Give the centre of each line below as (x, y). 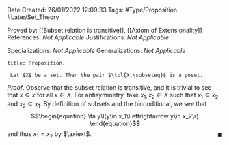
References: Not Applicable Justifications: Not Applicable (88, 37)
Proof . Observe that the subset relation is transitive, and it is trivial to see (109, 87)
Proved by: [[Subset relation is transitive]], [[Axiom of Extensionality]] (105, 30)
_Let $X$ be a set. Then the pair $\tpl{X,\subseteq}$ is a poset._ (107, 75)
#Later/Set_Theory (33, 17)
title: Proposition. (37, 63)
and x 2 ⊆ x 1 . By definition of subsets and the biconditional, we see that (107, 104)
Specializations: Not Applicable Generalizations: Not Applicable (96, 51)
